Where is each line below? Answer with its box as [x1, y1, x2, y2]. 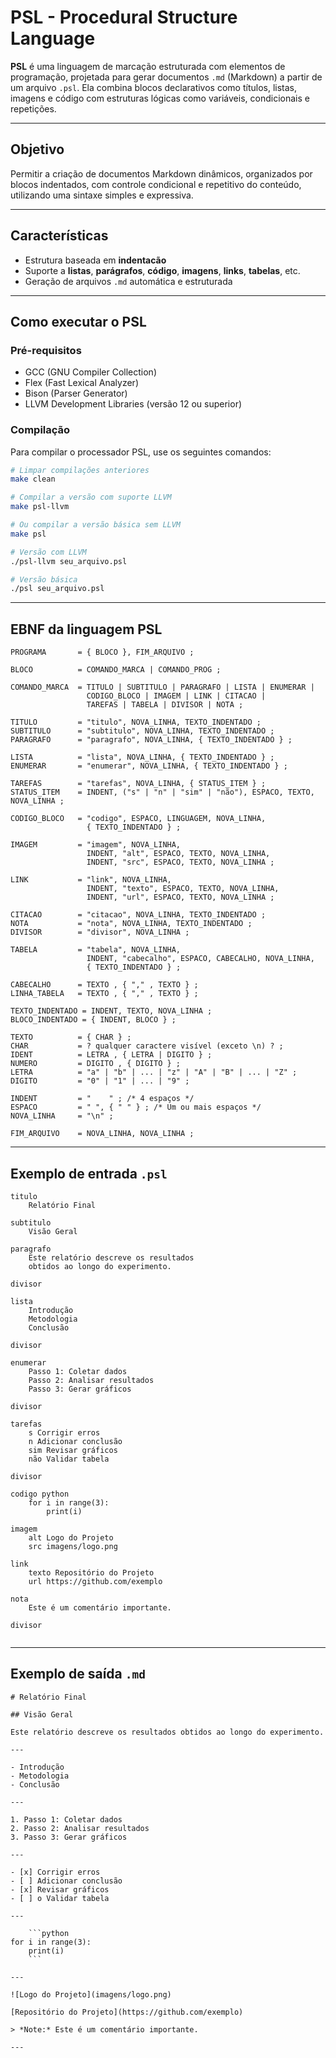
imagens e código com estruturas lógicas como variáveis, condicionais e [10, 92, 310, 104]
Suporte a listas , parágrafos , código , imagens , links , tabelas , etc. [24, 264, 301, 276]
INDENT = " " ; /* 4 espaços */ [10, 1094, 195, 1104]
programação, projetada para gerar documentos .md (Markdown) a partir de [10, 71, 323, 83]
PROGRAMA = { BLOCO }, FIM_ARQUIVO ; [10, 647, 195, 658]
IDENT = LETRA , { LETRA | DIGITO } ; [10, 1050, 213, 1060]
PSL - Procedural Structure [10, 6, 238, 29]
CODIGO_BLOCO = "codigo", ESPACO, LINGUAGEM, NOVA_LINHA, [10, 814, 267, 824]
